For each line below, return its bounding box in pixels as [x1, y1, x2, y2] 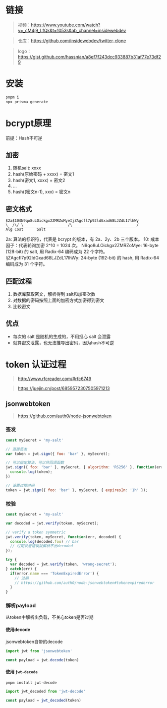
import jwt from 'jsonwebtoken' [5, 648, 72, 653]
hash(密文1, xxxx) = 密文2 [12, 177, 65, 184]
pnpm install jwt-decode [5, 680, 57, 685]
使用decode [5, 627, 31, 633]
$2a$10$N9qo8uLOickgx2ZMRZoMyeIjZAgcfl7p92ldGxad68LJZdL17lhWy [5, 218, 139, 223]
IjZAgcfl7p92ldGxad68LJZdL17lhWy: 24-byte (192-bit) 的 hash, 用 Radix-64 [5, 255, 160, 261]
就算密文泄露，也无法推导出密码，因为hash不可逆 [12, 339, 114, 345]
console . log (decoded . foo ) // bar [10, 539, 79, 544]
